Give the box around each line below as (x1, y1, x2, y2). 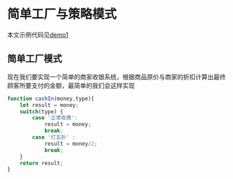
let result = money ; (19, 101, 79, 108)
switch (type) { (19, 108, 64, 115)
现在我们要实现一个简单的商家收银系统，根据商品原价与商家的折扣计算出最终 (7, 72, 226, 80)
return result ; (19, 160, 64, 167)
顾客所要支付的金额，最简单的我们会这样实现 (7, 81, 135, 89)
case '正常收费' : (32, 114, 78, 121)
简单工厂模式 (7, 53, 62, 65)
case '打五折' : (32, 134, 76, 141)
